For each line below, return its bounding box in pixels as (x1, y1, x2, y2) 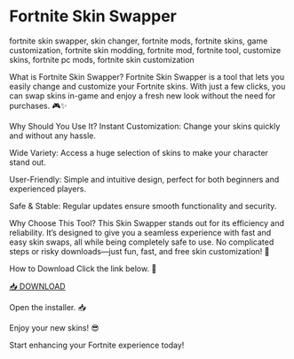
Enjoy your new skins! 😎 (9, 322, 99, 333)
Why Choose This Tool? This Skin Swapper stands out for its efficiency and (9, 217, 285, 228)
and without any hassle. (9, 130, 96, 141)
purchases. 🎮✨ (9, 100, 68, 111)
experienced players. (9, 183, 87, 194)
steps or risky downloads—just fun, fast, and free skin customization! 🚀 (9, 246, 270, 256)
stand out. (9, 157, 46, 168)
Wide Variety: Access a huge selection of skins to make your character (9, 147, 269, 158)
